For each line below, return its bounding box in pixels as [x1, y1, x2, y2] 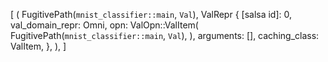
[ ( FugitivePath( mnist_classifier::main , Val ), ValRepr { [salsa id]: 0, [10, 9, 293, 20]
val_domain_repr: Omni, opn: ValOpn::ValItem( [10, 19, 199, 31]
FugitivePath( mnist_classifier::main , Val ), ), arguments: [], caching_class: [10, 30, 320, 41]
